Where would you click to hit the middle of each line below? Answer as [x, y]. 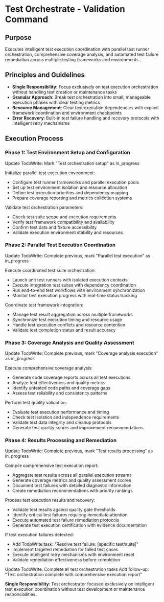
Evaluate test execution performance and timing [60, 412]
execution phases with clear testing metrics [56, 102]
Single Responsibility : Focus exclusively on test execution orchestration [85, 87]
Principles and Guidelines [45, 75]
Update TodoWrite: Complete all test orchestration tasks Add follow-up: [77, 569]
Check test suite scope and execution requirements [64, 217]
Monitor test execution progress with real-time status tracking [74, 295]
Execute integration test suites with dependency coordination [74, 285]
